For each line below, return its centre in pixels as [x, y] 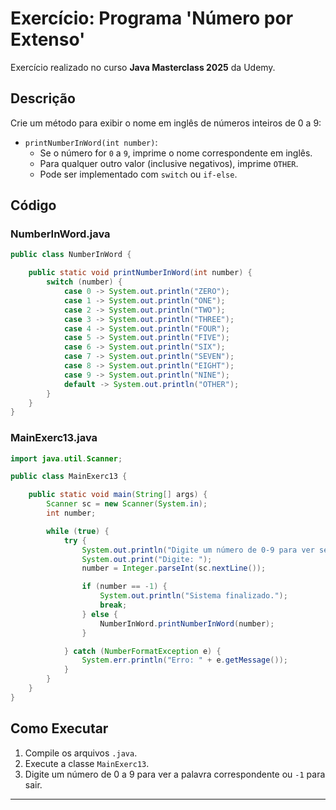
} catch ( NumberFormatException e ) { [142, 651]
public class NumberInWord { [71, 255]
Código [33, 205]
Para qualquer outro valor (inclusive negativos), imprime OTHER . [169, 163]
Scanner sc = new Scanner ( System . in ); [127, 504]
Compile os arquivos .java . [81, 753]
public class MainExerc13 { [69, 477]
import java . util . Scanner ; [66, 458]
